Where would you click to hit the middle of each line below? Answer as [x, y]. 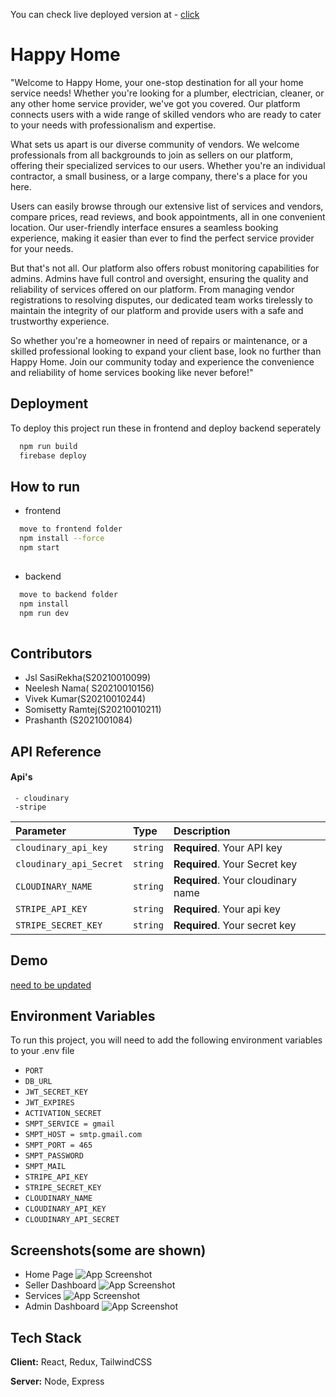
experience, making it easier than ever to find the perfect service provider [162, 238]
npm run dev [44, 613]
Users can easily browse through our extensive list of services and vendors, [167, 206]
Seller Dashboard [60, 1285]
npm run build [48, 446]
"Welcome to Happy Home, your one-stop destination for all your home [157, 82]
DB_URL [38, 1082]
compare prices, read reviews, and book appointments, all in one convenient [168, 216]
